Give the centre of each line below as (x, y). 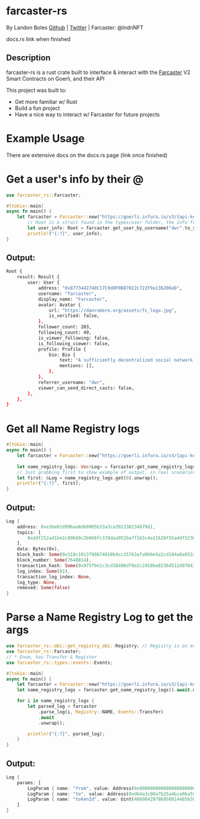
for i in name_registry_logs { (56, 701)
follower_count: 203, (65, 327)
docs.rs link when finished (38, 39)
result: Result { (38, 277)
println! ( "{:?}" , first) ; (49, 484)
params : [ (29, 783)
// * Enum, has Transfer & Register (51, 657)
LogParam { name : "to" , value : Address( (78, 794)
